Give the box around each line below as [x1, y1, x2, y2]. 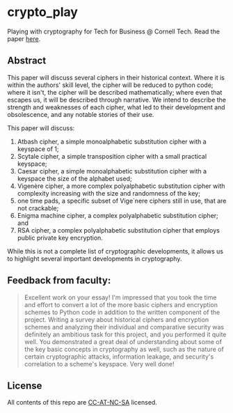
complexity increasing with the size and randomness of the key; [17, 189, 200, 197]
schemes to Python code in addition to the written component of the [24, 308, 220, 316]
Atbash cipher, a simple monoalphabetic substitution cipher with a [17, 137, 207, 146]
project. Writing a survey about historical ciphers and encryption [24, 315, 209, 324]
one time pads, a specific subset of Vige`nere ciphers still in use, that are [17, 196, 227, 205]
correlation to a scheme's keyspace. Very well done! [24, 359, 175, 368]
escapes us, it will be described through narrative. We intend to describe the [7, 95, 227, 104]
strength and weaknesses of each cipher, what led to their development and [7, 102, 225, 111]
